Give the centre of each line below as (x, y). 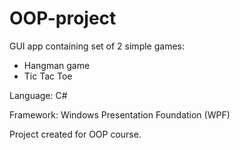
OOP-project (63, 18)
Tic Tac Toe (48, 76)
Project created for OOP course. (75, 134)
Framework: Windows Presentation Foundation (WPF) (120, 114)
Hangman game (57, 65)
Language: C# (38, 95)
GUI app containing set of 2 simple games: (97, 46)
